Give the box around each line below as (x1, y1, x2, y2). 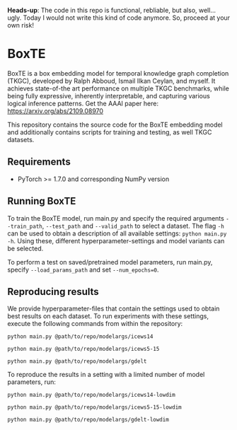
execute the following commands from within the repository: (7, 320, 183, 328)
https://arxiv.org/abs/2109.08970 (7, 106, 104, 115)
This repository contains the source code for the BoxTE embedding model (7, 120, 223, 129)
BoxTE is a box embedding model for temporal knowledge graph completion (7, 69, 229, 77)
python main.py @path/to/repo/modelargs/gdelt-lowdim (7, 417, 170, 424)
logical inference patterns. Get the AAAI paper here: (7, 99, 159, 107)
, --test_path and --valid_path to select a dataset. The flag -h (42, 221, 224, 230)
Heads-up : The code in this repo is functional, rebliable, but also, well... (7, 6, 216, 14)
